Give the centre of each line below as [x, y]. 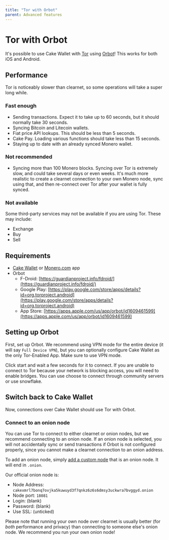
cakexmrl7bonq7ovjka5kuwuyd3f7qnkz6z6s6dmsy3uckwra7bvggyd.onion [83, 490]
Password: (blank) [31, 506]
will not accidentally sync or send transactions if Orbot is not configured [80, 444]
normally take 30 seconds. [40, 122]
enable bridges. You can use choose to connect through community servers [85, 376]
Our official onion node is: [32, 475]
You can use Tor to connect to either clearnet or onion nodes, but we [77, 434]
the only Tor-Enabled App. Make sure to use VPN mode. [64, 355]
